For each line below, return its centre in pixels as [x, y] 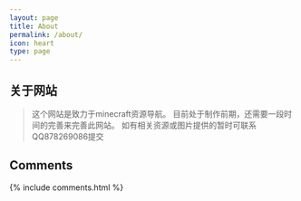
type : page [30, 52]
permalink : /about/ [46, 34]
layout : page [34, 18]
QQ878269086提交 [68, 136]
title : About [34, 26]
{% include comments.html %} [67, 187]
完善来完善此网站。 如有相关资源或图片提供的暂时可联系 [152, 125]
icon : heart [32, 43]
